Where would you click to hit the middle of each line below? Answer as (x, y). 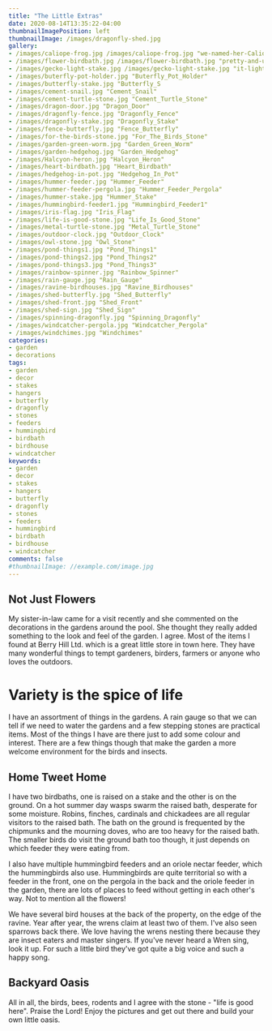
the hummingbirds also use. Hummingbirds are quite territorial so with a (128, 873)
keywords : (25, 461)
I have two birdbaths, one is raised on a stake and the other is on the (123, 797)
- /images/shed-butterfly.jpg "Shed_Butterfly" (90, 295)
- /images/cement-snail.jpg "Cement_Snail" (83, 91)
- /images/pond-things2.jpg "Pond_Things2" (83, 257)
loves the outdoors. (40, 662)
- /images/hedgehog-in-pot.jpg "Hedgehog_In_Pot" (94, 174)
